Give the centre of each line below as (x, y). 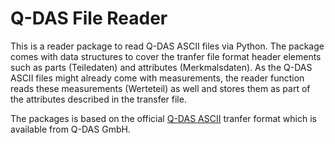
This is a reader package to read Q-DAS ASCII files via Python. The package (167, 46)
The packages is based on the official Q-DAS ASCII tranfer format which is (163, 118)
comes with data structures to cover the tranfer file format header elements (166, 56)
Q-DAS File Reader (89, 18)
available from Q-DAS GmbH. (70, 129)
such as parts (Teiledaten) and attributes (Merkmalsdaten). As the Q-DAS (161, 67)
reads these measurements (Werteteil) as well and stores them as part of (160, 88)
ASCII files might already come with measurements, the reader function (157, 78)
